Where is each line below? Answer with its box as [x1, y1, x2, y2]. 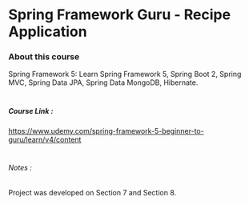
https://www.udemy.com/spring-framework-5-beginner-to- [8, 127, 204, 136]
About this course [8, 51, 80, 62]
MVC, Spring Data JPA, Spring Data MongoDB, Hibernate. [8, 78, 199, 87]
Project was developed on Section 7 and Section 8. [8, 187, 177, 197]
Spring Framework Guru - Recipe [8, 6, 231, 24]
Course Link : [8, 106, 54, 115]
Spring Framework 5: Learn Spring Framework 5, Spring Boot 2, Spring [8, 70, 242, 79]
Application [8, 22, 87, 41]
